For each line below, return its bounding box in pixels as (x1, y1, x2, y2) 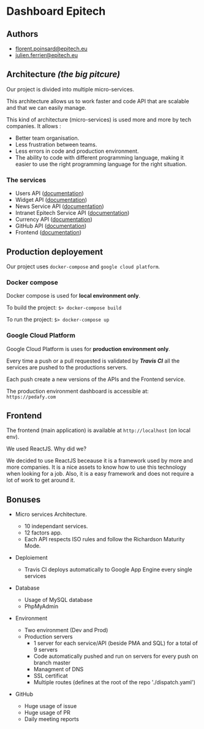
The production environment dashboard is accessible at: (6, 387, 149, 395)
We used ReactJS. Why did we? (6, 445, 87, 452)
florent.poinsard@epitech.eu (15, 45, 88, 52)
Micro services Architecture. (15, 511, 88, 518)
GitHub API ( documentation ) (15, 222, 87, 229)
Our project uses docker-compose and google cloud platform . (6, 263, 161, 270)
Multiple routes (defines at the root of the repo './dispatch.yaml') (33, 679, 196, 686)
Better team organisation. (15, 134, 80, 142)
